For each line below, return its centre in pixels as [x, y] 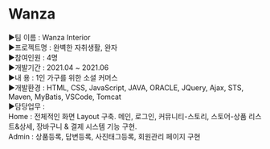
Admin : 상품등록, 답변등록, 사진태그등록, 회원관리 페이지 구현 [104, 136]
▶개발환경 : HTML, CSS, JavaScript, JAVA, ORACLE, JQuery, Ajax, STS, [126, 87]
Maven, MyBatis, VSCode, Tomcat [65, 97]
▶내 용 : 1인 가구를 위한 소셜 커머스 [63, 77]
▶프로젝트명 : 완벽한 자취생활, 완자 [63, 47]
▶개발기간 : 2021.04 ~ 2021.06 [59, 67]
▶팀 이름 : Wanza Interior [49, 37]
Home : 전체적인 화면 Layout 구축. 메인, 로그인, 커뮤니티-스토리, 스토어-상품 [128, 116]
